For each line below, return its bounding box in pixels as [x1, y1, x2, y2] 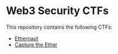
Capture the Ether [14, 41, 58, 48]
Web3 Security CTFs [6, 4, 109, 18]
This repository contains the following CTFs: [6, 23, 113, 31]
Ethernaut [14, 35, 39, 42]
